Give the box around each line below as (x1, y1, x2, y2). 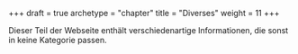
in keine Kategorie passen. (8, 35, 107, 45)
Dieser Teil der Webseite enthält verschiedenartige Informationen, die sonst (8, 25, 289, 35)
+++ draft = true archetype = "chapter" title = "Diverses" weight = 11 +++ (8, 8, 280, 18)
